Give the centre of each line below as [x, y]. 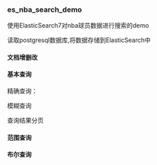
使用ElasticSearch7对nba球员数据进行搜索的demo [78, 26]
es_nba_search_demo [45, 10]
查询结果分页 [25, 120]
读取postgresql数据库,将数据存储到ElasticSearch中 [79, 40]
